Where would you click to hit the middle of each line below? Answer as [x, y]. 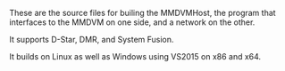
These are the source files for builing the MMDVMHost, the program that [142, 13]
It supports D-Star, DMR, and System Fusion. [92, 39]
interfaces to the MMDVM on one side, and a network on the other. [132, 22]
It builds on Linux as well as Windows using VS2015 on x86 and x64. [135, 56]
